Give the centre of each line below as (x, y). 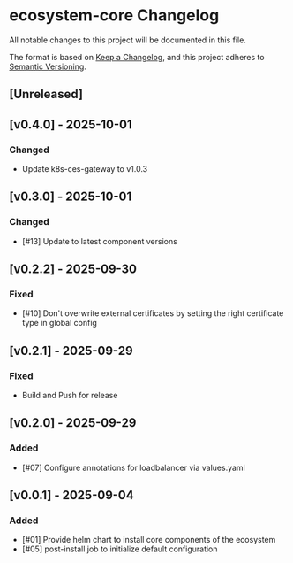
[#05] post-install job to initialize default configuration (120, 549)
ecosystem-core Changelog (114, 15)
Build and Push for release (70, 396)
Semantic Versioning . (48, 66)
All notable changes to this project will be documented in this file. (128, 40)
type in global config (59, 323)
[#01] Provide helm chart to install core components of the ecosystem (149, 540)
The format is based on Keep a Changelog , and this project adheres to (137, 57)
